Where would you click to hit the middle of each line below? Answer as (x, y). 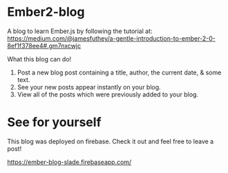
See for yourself (54, 122)
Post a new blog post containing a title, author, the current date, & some (119, 72)
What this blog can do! (39, 59)
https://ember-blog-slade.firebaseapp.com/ (69, 162)
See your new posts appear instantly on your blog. (89, 87)
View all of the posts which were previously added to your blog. (108, 94)
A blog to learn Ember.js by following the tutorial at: (80, 31)
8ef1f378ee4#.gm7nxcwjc (44, 45)
